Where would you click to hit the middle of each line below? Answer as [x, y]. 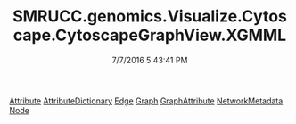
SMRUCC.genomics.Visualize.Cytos [150, 17]
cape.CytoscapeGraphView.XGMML [150, 35]
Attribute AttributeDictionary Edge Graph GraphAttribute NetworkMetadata [146, 101]
